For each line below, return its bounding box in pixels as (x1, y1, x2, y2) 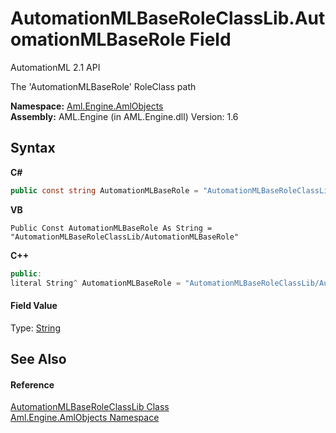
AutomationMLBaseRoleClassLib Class (10, 401, 170, 413)
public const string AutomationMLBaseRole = (10, 185, 199, 196)
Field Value (10, 299, 58, 311)
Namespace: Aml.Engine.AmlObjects (10, 100, 164, 112)
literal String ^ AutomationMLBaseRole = (10, 278, 182, 288)
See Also (10, 350, 67, 367)
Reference (10, 378, 55, 391)
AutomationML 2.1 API (10, 61, 101, 73)
